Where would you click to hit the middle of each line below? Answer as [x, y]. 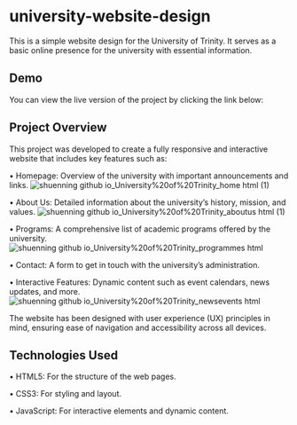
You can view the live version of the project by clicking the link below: [137, 99]
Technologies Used [63, 355]
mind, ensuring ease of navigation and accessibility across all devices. [138, 327]
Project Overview [58, 127]
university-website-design [110, 16]
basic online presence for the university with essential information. [131, 50]
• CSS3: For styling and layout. [66, 394]
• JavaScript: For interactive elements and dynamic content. [119, 411]
